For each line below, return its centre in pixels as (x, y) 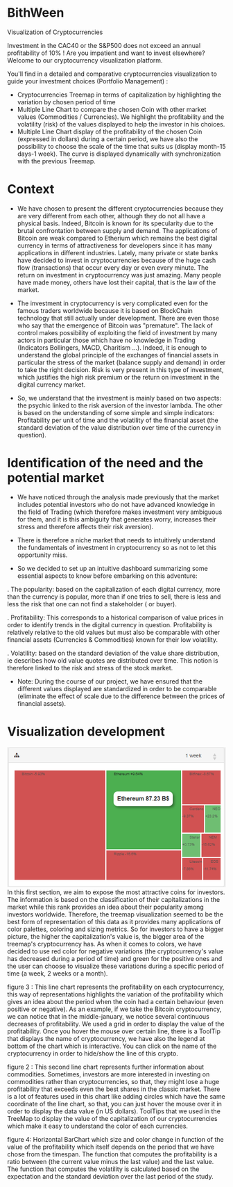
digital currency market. (51, 385)
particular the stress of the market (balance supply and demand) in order (121, 362)
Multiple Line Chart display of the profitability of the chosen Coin (110, 131)
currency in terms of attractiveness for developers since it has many (115, 245)
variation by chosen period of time (66, 102)
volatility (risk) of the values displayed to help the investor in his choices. (121, 124)
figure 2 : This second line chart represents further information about (106, 1067)
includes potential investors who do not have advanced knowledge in (116, 504)
